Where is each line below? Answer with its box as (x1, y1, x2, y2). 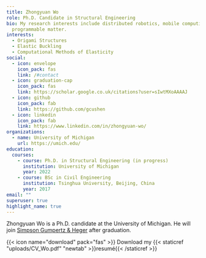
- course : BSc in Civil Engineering (17, 174, 112, 181)
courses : (12, 152, 34, 158)
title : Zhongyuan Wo (6, 9, 59, 15)
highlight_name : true (6, 203, 62, 209)
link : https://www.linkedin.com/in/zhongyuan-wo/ (17, 123, 147, 130)
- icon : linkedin (12, 112, 56, 118)
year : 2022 (22, 169, 51, 175)
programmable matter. (12, 26, 67, 33)
